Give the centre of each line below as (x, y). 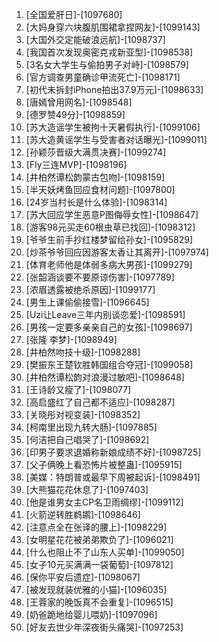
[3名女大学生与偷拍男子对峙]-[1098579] (107, 64)
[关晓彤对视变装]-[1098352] (83, 414)
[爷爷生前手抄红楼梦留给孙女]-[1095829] (109, 239)
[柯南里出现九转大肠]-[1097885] (91, 427)
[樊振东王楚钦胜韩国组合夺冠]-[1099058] (109, 364)
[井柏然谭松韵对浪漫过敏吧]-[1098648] (105, 377)
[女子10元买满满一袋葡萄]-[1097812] (99, 564)
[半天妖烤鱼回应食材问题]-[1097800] (100, 189)
